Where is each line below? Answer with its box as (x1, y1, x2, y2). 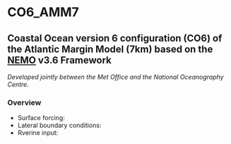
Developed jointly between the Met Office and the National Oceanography (7, 73, 224, 81)
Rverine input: (17, 129, 59, 137)
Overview (7, 98, 42, 107)
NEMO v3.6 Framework (7, 54, 112, 66)
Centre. (7, 80, 30, 89)
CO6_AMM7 (7, 4, 79, 20)
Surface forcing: (17, 114, 65, 122)
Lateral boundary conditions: (17, 121, 102, 130)
